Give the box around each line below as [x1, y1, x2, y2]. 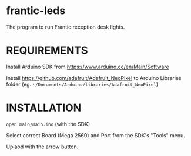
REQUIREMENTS [6, 44, 88, 57]
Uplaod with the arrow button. [6, 143, 79, 150]
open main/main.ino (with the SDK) [6, 120, 91, 127]
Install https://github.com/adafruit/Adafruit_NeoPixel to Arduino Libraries [6, 74, 182, 81]
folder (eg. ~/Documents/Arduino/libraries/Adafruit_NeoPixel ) [6, 81, 159, 88]
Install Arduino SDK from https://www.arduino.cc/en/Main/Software [6, 63, 169, 70]
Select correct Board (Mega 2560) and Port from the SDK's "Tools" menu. [6, 131, 185, 138]
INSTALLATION [6, 101, 81, 115]
